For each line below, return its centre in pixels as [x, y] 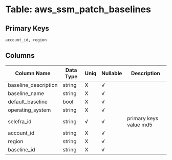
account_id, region [26, 40]
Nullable [112, 73]
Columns [20, 55]
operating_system [29, 110]
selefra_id [20, 121]
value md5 [140, 125]
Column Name [33, 73]
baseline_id [21, 149]
